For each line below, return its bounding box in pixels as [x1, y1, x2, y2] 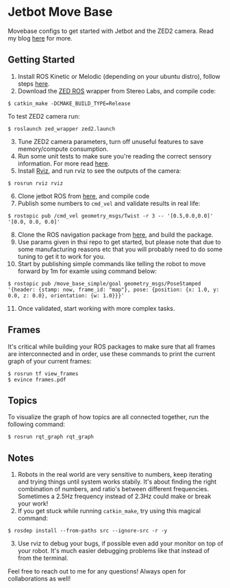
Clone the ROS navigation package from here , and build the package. [17, 231, 214, 239]
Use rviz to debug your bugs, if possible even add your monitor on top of [17, 539, 224, 548]
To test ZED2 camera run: [8, 112, 80, 120]
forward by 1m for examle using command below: [17, 267, 157, 275]
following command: [8, 420, 66, 429]
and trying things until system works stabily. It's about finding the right [17, 478, 217, 486]
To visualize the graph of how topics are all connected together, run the [8, 413, 209, 421]
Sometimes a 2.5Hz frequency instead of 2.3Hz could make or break [17, 492, 212, 501]
